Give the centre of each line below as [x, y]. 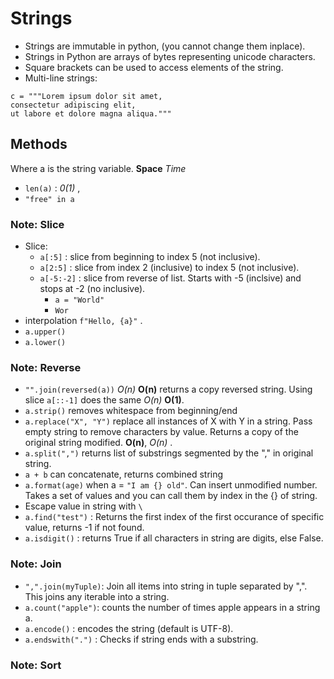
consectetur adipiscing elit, [73, 105]
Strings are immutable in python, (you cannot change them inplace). [165, 46]
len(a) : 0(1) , [52, 188]
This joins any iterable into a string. [97, 596]
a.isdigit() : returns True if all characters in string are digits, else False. [174, 538]
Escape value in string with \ [83, 506]
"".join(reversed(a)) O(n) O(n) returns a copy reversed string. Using [168, 389]
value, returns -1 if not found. [84, 528]
